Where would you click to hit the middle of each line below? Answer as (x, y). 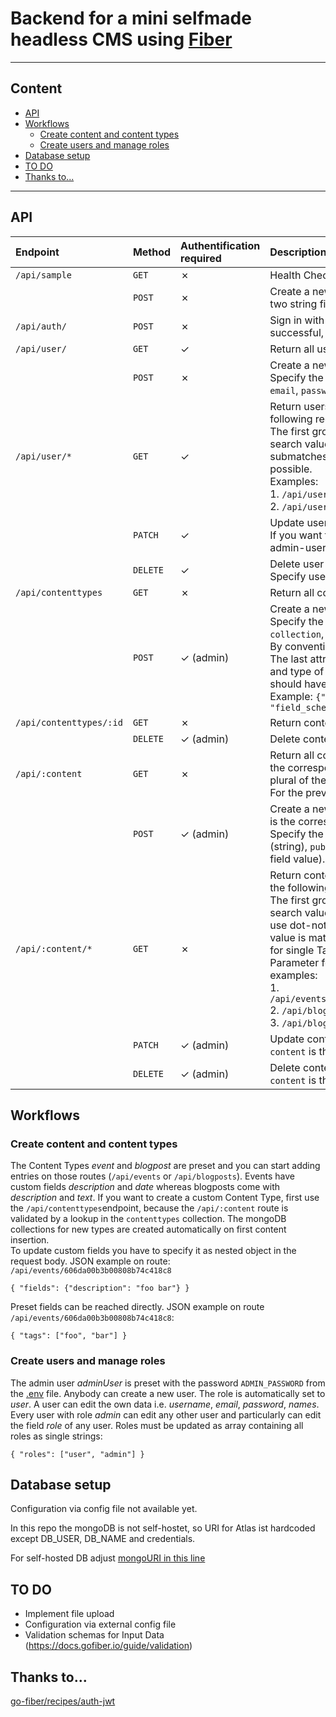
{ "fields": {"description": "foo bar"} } (100, 1288)
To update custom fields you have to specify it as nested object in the (153, 1251)
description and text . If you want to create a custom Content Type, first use (165, 1198)
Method (152, 252)
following (291, 419)
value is (288, 937)
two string (293, 304)
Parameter (294, 962)
